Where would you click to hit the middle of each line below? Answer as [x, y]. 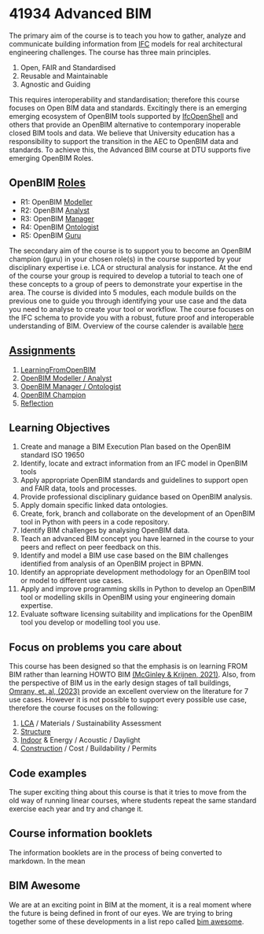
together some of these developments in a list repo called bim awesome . [126, 921]
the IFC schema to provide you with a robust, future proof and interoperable [132, 317]
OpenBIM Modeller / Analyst [66, 378]
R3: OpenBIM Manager [57, 218]
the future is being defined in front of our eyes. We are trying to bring [121, 913]
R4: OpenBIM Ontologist [59, 227]
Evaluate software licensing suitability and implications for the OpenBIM [136, 614]
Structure [35, 732]
